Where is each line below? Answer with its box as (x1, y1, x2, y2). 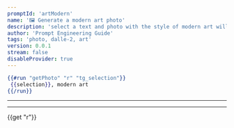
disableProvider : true (7, 56, 73, 63)
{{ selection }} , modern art (10, 81, 89, 88)
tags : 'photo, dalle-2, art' (7, 36, 92, 43)
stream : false (7, 49, 49, 56)
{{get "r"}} (7, 113, 37, 122)
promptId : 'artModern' (7, 10, 73, 17)
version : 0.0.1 (7, 42, 52, 49)
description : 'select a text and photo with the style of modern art (7, 23, 214, 30)
